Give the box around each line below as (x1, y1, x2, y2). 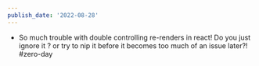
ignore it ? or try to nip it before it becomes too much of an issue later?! (18, 40, 248, 50)
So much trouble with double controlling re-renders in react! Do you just (18, 33, 251, 42)
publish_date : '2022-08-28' (7, 11, 99, 19)
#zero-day (18, 49, 53, 58)
